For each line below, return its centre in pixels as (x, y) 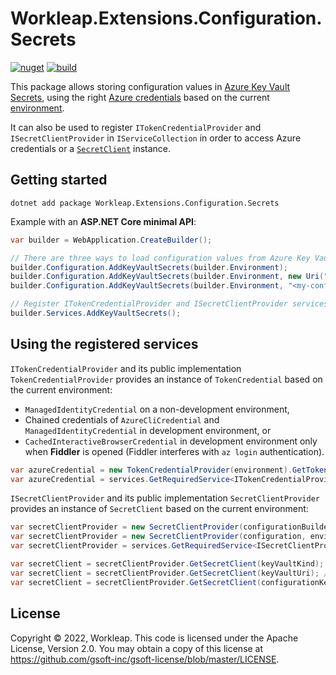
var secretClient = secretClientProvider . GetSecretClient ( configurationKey (171, 582)
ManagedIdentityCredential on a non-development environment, (157, 409)
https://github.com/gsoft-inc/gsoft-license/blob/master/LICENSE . (145, 659)
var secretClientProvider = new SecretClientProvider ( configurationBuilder (171, 527)
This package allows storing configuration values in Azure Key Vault (150, 86)
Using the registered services (104, 344)
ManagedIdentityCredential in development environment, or (148, 430)
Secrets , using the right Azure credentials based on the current (140, 97)
